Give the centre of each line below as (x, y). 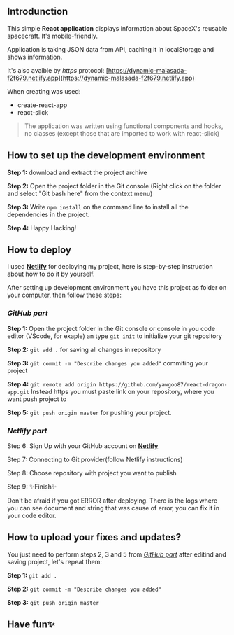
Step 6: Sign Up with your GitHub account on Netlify (83, 446)
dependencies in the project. (49, 214)
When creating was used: (44, 91)
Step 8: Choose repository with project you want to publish (92, 473)
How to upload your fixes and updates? (94, 537)
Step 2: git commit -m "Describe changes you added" (85, 589)
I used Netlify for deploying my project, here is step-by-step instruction (110, 267)
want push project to (37, 399)
